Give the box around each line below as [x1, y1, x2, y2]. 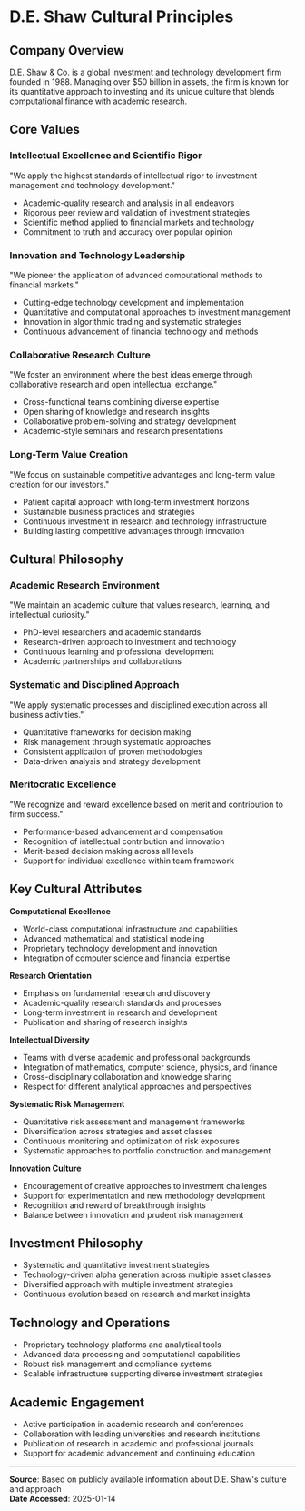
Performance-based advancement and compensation [22, 826, 224, 837]
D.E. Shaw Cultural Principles [9, 6, 234, 27]
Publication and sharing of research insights [22, 1016, 188, 1027]
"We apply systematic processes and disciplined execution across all [9, 699, 268, 710]
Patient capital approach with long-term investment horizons [22, 496, 250, 507]
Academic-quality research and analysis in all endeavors [22, 197, 235, 208]
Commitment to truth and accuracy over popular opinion [22, 226, 233, 237]
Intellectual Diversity [9, 1034, 90, 1045]
